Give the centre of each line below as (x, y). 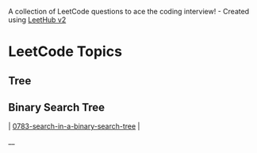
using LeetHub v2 (37, 20)
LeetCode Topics (65, 52)
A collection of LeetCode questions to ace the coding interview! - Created (129, 11)
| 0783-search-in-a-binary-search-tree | (74, 126)
